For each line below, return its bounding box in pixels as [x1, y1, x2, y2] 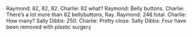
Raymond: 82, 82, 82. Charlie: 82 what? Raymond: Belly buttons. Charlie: [6, 5, 185, 12]
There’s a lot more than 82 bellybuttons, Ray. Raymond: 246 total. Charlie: [6, 11, 187, 18]
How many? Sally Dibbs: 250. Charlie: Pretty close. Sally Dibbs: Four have [6, 17, 187, 24]
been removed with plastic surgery [6, 23, 92, 30]
